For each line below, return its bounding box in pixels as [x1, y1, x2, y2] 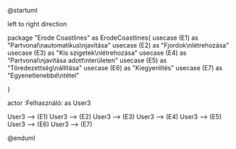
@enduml [7, 134, 36, 142]
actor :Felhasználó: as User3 [7, 99, 91, 107]
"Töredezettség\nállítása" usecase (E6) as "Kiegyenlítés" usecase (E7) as [7, 64, 222, 72]
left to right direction [7, 20, 68, 28]
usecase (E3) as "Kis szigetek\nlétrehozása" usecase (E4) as [7, 49, 187, 57]
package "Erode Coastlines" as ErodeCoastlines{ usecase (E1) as [7, 33, 199, 42]
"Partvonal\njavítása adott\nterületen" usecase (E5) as [7, 56, 167, 65]
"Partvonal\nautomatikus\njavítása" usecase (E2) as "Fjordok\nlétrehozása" [7, 41, 230, 49]
